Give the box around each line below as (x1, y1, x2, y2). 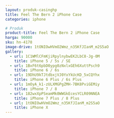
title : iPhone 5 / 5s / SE (14, 58, 71, 63)
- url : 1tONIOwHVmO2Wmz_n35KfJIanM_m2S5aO (10, 100, 100, 105)
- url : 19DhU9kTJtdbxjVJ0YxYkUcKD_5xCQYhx (10, 72, 100, 78)
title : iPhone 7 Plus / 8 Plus (14, 96, 80, 101)
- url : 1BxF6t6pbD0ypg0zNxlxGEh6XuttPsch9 (10, 63, 100, 68)
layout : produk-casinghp (5, 7, 57, 13)
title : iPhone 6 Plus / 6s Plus (14, 77, 82, 82)
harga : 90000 (5, 35, 33, 40)
